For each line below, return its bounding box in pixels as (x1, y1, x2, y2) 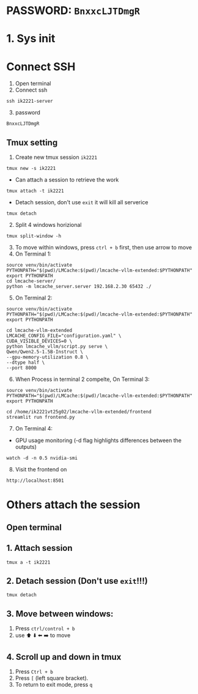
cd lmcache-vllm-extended (6, 328, 72, 334)
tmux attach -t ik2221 (6, 188, 64, 194)
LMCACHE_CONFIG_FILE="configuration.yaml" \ (6, 333, 122, 339)
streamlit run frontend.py (6, 414, 75, 421)
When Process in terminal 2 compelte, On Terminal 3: (15, 375, 150, 383)
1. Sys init (6, 32, 56, 46)
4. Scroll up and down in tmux (6, 652, 122, 662)
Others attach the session (6, 498, 141, 512)
